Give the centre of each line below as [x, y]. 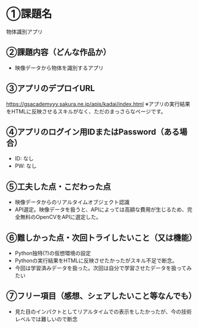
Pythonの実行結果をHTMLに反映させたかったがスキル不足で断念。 [96, 261]
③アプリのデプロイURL [51, 89]
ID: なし [24, 159]
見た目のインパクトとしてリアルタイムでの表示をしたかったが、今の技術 [103, 311]
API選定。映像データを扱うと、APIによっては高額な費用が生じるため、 [101, 210]
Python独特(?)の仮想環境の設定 [53, 253]
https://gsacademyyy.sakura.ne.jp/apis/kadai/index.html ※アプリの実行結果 [98, 104]
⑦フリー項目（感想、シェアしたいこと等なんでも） [101, 296]
